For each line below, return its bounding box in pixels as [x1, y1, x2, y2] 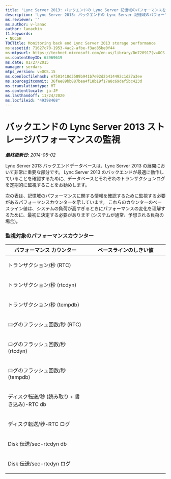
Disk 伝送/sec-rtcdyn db [8, 440, 67, 447]
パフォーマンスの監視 [31, 134, 121, 146]
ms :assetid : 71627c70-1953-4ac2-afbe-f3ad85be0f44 [5, 45, 115, 51]
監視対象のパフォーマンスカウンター [5, 232, 94, 240]
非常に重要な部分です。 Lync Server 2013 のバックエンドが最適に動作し [14, 169, 164, 175]
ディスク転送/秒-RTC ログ [8, 421, 70, 428]
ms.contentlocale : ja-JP [5, 88, 58, 93]
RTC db [28, 401, 47, 408]
